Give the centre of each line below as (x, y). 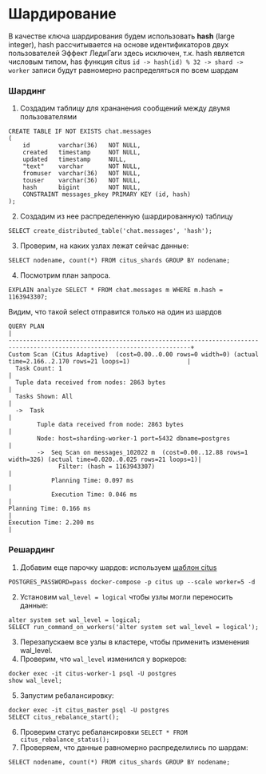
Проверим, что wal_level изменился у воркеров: (103, 659)
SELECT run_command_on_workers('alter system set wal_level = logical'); (134, 627)
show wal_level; (35, 680)
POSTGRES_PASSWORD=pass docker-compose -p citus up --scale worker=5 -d (132, 582)
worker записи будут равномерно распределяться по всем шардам (123, 70)
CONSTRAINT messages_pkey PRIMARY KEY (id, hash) (107, 195)
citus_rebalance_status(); (65, 740)
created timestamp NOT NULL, (82, 153)
